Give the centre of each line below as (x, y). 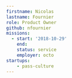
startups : (18, 60)
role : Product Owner (32, 22)
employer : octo (35, 55)
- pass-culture (35, 66)
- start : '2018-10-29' (39, 39)
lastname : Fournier (30, 17)
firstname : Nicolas (30, 11)
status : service (37, 50)
